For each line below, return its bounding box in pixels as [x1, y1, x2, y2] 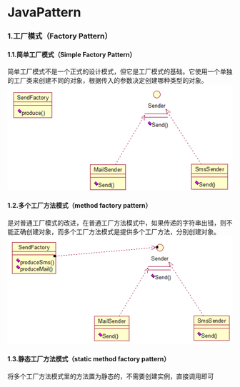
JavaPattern [7, 4, 81, 21]
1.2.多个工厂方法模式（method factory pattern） [7, 201, 152, 210]
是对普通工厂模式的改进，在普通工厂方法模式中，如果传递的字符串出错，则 [7, 218, 226, 227]
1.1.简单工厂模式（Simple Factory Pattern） [7, 50, 136, 59]
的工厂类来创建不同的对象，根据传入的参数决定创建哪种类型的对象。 [7, 76, 208, 85]
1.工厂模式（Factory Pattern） [7, 31, 112, 41]
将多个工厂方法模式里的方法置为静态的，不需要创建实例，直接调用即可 [7, 372, 214, 381]
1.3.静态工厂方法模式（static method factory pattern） [7, 355, 170, 363]
